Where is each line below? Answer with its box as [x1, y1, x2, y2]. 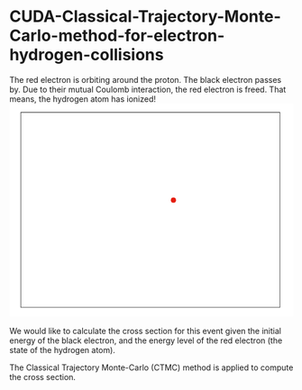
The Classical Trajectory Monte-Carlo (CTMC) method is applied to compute [9, 362, 294, 373]
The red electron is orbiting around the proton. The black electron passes [9, 74, 282, 85]
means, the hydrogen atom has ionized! [9, 93, 156, 104]
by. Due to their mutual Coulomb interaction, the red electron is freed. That [9, 84, 287, 95]
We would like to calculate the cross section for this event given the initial [9, 325, 282, 336]
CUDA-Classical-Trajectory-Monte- [9, 6, 281, 27]
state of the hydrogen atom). [9, 344, 115, 355]
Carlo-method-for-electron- [9, 25, 225, 46]
